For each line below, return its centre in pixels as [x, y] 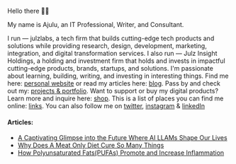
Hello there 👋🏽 [28, 11]
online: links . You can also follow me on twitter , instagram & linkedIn [106, 106]
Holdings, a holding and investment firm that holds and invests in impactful [116, 61]
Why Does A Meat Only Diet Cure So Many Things [91, 146]
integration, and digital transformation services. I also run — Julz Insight [112, 53]
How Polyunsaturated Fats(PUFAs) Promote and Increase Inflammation [121, 153]
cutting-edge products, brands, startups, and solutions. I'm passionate [111, 68]
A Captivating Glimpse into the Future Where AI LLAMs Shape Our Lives [123, 138]
